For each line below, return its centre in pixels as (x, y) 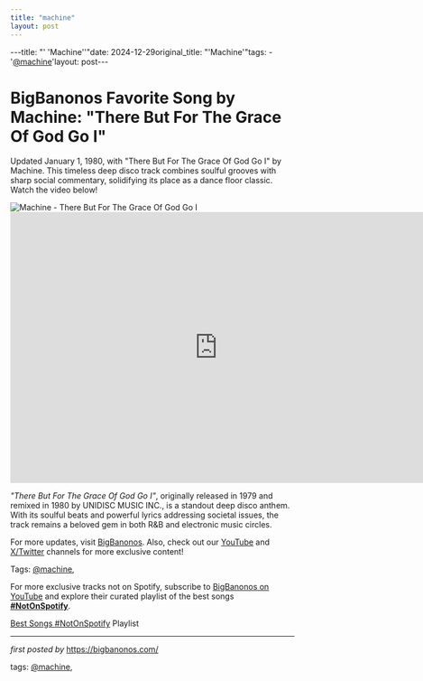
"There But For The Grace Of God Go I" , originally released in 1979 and (142, 496)
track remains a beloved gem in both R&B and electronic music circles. (142, 525)
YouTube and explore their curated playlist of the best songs (122, 596)
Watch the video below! (54, 190)
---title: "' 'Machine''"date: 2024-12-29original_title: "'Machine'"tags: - (142, 51)
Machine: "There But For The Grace (146, 117)
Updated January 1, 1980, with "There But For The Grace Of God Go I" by (146, 161)
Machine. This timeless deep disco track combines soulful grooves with (143, 171)
